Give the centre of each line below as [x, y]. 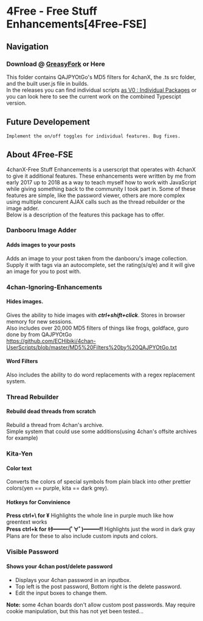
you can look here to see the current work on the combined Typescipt [94, 96]
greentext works [27, 522]
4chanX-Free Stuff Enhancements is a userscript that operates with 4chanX [101, 169]
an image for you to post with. [44, 271]
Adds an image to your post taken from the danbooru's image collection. [97, 258]
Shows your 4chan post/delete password [60, 566]
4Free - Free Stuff [52, 11]
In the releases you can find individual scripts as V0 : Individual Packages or [101, 90]
